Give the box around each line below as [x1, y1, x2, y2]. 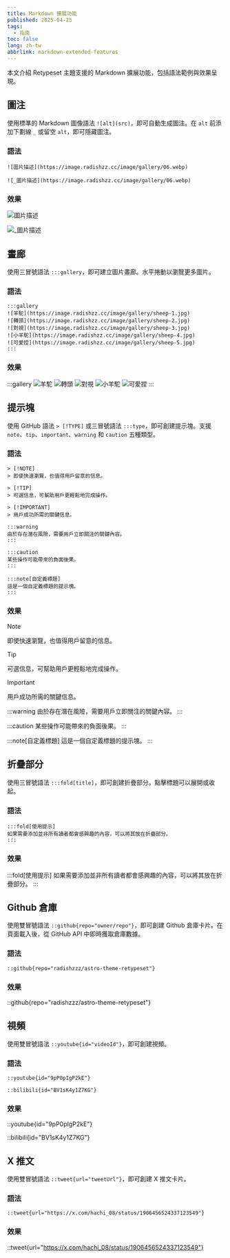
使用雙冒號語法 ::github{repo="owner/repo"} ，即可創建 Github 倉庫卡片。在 [7, 921, 223, 930]
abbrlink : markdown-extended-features [7, 49, 118, 56]
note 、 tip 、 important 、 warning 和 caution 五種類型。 [7, 430, 160, 438]
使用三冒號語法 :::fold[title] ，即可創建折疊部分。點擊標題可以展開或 [7, 778, 209, 787]
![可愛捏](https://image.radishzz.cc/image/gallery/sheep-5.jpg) [7, 340, 196, 346]
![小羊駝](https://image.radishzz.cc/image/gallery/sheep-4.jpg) [7, 332, 196, 339]
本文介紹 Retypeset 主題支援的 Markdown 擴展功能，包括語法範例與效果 [7, 68, 212, 77]
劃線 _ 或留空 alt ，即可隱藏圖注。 [19, 127, 116, 135]
